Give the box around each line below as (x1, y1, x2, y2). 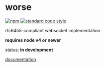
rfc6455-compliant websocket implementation (5, 27, 101, 33)
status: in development (5, 47, 53, 53)
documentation (5, 56, 36, 62)
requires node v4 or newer (5, 37, 61, 43)
